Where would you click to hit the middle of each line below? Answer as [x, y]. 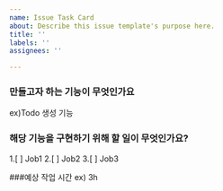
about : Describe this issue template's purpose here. [112, 26]
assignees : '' [36, 51]
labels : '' [30, 43]
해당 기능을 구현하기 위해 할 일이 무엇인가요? [99, 138]
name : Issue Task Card [52, 17]
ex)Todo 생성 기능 [41, 113]
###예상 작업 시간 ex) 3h [54, 177]
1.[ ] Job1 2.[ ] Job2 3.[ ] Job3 [64, 159]
